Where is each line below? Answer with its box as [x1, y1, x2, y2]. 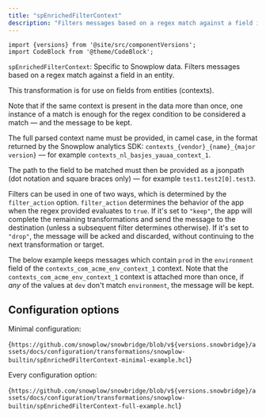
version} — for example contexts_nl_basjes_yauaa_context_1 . [8, 150, 211, 159]
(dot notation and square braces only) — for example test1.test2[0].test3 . [8, 174, 256, 183]
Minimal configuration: [8, 324, 82, 334]
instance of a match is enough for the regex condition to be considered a [8, 109, 246, 119]
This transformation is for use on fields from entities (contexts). [8, 85, 215, 95]
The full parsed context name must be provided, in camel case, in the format [8, 132, 258, 143]
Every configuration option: [8, 370, 97, 380]
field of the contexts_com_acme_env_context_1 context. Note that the [8, 263, 229, 273]
